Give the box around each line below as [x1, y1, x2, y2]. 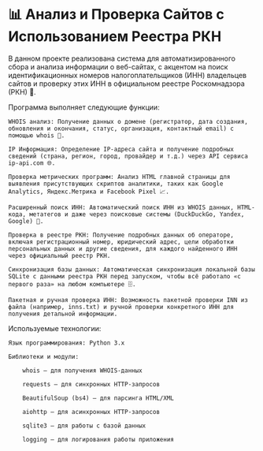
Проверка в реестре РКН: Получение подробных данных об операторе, [8, 231, 235, 239]
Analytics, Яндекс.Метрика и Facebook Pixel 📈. [8, 188, 169, 196]
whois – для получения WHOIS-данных [22, 367, 143, 375]
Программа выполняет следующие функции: [8, 102, 160, 112]
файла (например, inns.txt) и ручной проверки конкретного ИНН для [8, 303, 235, 311]
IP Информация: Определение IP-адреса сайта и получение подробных [8, 145, 235, 153]
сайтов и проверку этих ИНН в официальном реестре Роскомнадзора [8, 79, 246, 88]
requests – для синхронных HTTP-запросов [22, 380, 160, 388]
